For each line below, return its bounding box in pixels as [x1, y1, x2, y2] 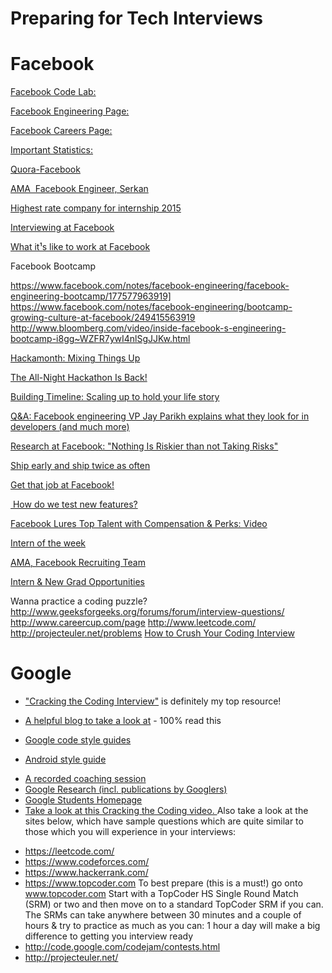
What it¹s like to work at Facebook [10, 241, 151, 253]
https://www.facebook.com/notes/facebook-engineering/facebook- [10, 280, 290, 292]
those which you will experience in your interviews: [24, 826, 237, 838]
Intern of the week [10, 537, 87, 549]
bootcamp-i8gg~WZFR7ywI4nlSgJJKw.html [10, 333, 191, 345]
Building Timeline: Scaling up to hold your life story [10, 391, 220, 403]
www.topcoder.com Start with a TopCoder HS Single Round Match [24, 888, 299, 900]
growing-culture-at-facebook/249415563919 [10, 312, 196, 324]
